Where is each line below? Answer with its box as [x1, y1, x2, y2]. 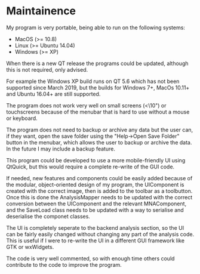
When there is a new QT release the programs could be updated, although [6, 60, 189, 67]
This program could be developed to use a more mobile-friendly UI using [6, 156, 186, 164]
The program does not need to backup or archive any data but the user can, [6, 126, 193, 133]
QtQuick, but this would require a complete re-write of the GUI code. [6, 163, 175, 170]
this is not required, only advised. [6, 66, 88, 73]
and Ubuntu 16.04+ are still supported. [6, 90, 101, 97]
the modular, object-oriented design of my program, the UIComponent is [6, 181, 184, 188]
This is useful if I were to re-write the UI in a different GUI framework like [6, 237, 185, 244]
